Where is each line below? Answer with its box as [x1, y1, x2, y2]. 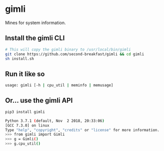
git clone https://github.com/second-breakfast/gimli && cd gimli [5, 52, 144, 57]
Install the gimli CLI [5, 34, 65, 42]
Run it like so [5, 70, 45, 78]
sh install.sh [5, 56, 34, 61]
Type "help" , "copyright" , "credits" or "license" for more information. [5, 127, 160, 132]
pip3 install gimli [5, 109, 45, 114]
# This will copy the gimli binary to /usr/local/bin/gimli [5, 47, 131, 52]
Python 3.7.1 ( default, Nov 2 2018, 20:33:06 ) [5, 118, 105, 123]
